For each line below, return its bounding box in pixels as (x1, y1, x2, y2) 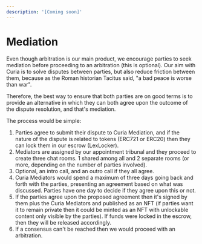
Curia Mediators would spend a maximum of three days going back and (15, 174, 194, 181)
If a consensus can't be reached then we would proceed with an (15, 225, 175, 232)
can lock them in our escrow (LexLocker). (15, 142, 119, 149)
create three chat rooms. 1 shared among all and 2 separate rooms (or (15, 154, 189, 162)
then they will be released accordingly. (15, 219, 112, 226)
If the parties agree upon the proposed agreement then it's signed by (15, 193, 187, 200)
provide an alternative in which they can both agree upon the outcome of (6, 99, 189, 106)
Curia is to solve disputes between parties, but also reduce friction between (6, 68, 195, 75)
